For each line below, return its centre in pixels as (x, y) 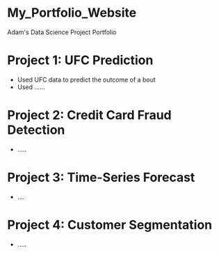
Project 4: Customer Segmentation (110, 225)
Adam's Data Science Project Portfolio (62, 32)
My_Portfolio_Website (72, 13)
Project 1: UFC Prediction (80, 60)
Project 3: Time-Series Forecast (101, 177)
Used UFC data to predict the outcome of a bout (86, 79)
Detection (36, 130)
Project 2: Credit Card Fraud (89, 115)
